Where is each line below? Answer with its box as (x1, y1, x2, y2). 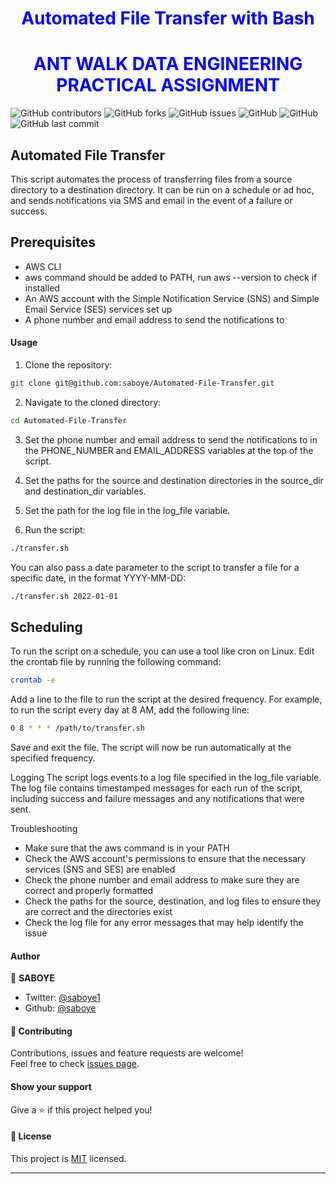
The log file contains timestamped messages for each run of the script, (10, 782, 303, 794)
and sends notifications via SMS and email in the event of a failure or (10, 194, 293, 206)
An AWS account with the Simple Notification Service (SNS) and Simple (24, 292, 320, 304)
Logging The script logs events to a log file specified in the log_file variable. (10, 772, 322, 784)
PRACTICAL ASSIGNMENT (56, 74, 280, 97)
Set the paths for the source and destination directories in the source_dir (24, 474, 324, 486)
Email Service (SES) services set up (24, 303, 173, 315)
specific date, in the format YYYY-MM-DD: (10, 572, 187, 584)
